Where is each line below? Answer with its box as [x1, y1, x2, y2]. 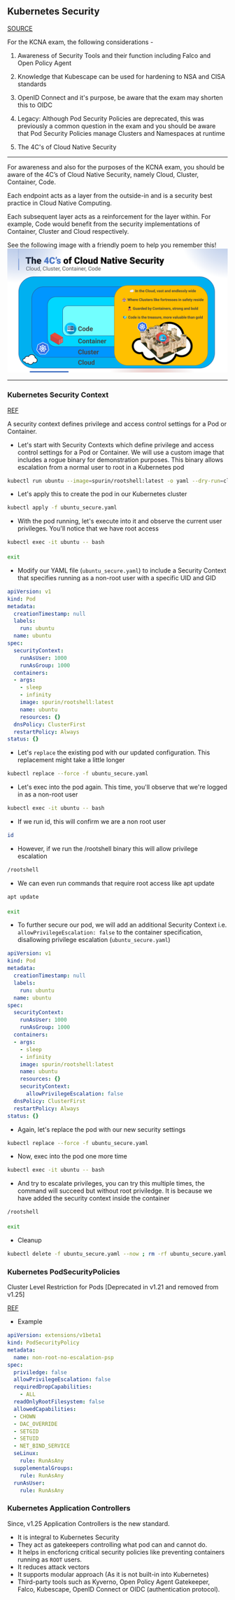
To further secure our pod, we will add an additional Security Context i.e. [17, 920, 227, 929]
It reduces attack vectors [17, 1562, 90, 1571]
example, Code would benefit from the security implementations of [7, 220, 201, 228]
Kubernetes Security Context [7, 390, 109, 400]
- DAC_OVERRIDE [13, 1420, 58, 1427]
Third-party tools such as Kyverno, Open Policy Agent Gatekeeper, [17, 1578, 211, 1586]
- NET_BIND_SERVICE [13, 1443, 71, 1450]
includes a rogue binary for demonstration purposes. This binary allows [17, 455, 224, 464]
